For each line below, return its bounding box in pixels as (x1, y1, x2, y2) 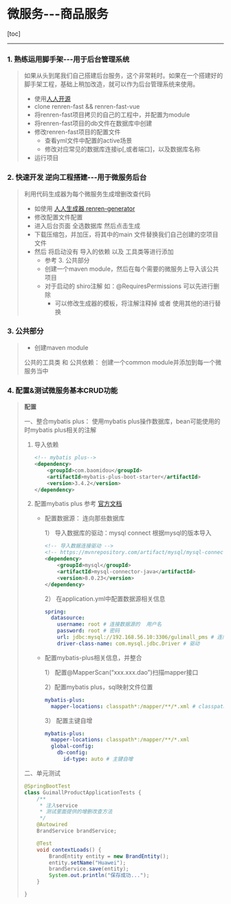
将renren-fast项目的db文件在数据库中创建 (34, 119, 153, 127)
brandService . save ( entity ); (49, 865, 129, 872)
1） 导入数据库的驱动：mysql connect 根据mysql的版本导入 (44, 528, 212, 537)
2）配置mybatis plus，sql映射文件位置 (44, 683, 153, 691)
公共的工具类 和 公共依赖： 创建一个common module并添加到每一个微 (23, 358, 222, 366)
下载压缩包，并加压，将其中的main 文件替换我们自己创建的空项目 (34, 230, 219, 238)
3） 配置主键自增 (44, 716, 93, 724)
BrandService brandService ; (36, 828, 117, 834)
